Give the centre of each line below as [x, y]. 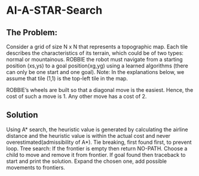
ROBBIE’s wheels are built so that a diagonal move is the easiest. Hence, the [100, 90]
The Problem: [32, 33]
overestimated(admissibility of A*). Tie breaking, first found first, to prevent [99, 142]
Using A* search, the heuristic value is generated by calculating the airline [97, 129]
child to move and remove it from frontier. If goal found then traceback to [96, 155]
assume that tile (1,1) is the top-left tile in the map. [67, 78]
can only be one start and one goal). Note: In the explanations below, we [95, 72]
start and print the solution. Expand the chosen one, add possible [87, 161]
